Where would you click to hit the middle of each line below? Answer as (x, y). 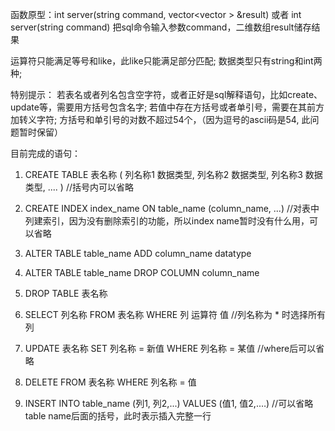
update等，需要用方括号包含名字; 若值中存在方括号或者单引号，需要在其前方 (167, 107)
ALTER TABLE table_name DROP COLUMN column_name (142, 272)
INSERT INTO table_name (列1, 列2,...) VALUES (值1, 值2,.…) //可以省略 (169, 403)
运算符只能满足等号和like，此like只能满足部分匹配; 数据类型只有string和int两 (166, 61)
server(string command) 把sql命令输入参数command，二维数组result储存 (161, 27)
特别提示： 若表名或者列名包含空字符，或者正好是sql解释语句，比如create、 (166, 94)
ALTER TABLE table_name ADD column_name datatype (138, 253)
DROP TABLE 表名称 (66, 293)
